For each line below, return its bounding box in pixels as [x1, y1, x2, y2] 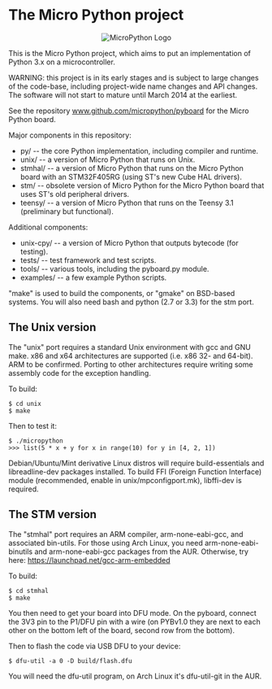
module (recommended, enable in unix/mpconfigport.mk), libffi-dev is [8, 475, 242, 485]
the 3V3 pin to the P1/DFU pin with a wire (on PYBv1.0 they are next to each [8, 617, 261, 626]
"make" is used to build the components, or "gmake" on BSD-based [8, 288, 235, 298]
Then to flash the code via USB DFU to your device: [8, 641, 181, 651]
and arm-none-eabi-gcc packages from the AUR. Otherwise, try [34, 547, 249, 556]
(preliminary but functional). [19, 206, 114, 216]
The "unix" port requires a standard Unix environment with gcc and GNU [8, 342, 252, 351]
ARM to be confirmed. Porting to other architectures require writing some [8, 360, 253, 369]
